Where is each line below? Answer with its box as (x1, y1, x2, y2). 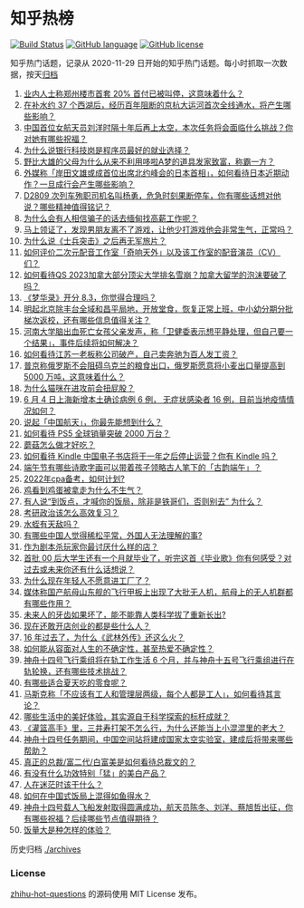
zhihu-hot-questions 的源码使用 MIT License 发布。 (10, 889, 203, 900)
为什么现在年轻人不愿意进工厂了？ (23, 575, 151, 585)
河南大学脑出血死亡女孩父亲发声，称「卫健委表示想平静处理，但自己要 (23, 325, 286, 336)
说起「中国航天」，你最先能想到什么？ (23, 416, 163, 427)
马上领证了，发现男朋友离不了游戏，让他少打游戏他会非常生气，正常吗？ (23, 224, 293, 235)
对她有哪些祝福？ (23, 133, 88, 144)
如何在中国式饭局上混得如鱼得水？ (23, 790, 151, 801)
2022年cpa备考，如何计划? (23, 473, 125, 484)
